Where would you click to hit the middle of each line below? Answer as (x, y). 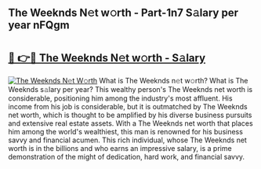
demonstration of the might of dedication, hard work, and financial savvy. (127, 157)
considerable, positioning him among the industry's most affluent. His (120, 98)
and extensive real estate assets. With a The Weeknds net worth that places (130, 123)
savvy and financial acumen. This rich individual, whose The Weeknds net (127, 140)
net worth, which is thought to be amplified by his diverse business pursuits (130, 115)
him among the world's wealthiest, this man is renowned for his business (125, 132)
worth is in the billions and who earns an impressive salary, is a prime (120, 148)
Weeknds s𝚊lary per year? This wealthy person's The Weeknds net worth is (130, 89)
